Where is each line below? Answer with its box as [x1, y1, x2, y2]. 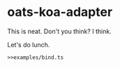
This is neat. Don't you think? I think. [7, 27, 112, 35]
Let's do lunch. [7, 40, 50, 49]
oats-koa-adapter [7, 4, 113, 20]
